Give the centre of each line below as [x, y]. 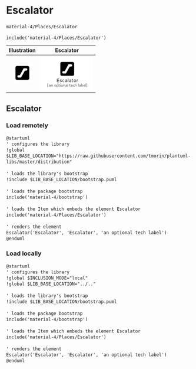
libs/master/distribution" [39, 162]
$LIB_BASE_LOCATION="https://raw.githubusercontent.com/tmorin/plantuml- [99, 156]
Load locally [24, 253]
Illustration [22, 50]
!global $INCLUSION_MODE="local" [47, 278]
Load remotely [27, 125]
